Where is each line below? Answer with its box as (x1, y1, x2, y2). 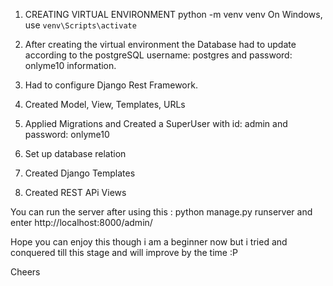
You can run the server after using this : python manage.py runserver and (10, 206, 313, 218)
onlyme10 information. (24, 60, 117, 71)
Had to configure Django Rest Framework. (24, 79, 198, 91)
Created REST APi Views (24, 187, 127, 198)
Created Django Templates (24, 167, 136, 179)
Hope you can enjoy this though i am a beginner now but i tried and (10, 236, 288, 248)
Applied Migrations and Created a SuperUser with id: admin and (24, 118, 288, 129)
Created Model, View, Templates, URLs (24, 99, 186, 110)
